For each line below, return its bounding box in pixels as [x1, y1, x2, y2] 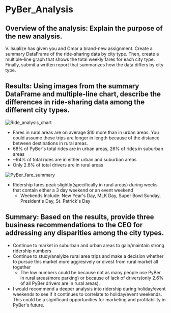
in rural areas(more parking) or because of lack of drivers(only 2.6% [20, 275, 164, 281]
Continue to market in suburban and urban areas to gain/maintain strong [12, 242, 164, 248]
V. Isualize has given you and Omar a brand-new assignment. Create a [5, 45, 153, 52]
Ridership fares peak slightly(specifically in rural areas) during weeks [12, 181, 158, 187]
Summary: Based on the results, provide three [5, 213, 154, 222]
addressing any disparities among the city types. [5, 229, 164, 237]
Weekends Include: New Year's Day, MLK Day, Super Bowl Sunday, [20, 192, 161, 199]
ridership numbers [12, 248, 52, 254]
